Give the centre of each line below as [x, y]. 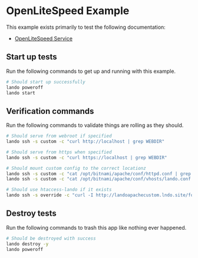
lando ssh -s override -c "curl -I [50, 195]
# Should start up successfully [46, 82]
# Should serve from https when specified [59, 152]
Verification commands [50, 111]
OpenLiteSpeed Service [43, 38]
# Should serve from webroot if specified [59, 136]
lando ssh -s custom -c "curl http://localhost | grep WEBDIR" [85, 142]
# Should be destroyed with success [51, 238]
